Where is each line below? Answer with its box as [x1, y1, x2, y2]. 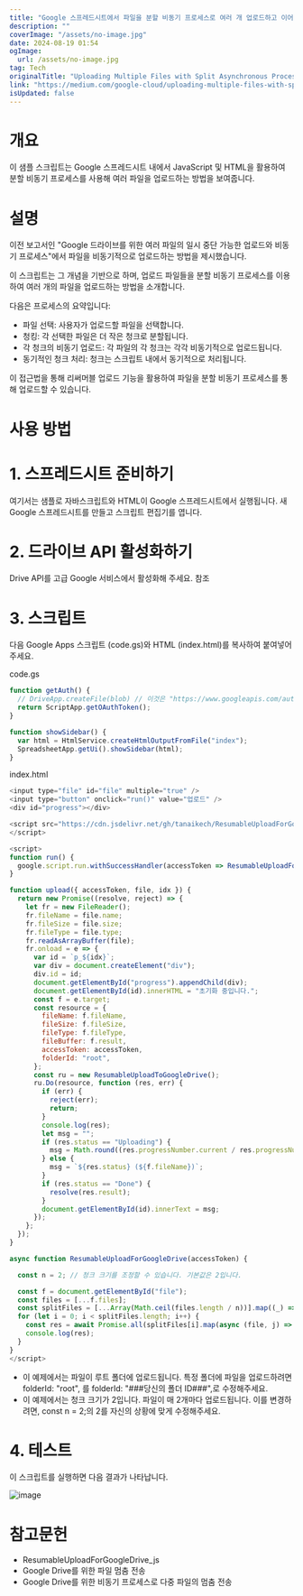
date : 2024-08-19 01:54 [9, 38, 99, 48]
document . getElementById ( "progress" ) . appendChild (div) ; [32, 978, 248, 987]
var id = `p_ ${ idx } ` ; [32, 953, 115, 962]
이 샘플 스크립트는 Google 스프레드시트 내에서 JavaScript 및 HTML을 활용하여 [9, 161, 286, 172]
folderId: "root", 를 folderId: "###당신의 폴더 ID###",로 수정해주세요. [22, 1382, 269, 1394]
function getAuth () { [9, 687, 91, 696]
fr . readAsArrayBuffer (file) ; [25, 936, 135, 946]
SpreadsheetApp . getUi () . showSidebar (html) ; [17, 744, 183, 753]
